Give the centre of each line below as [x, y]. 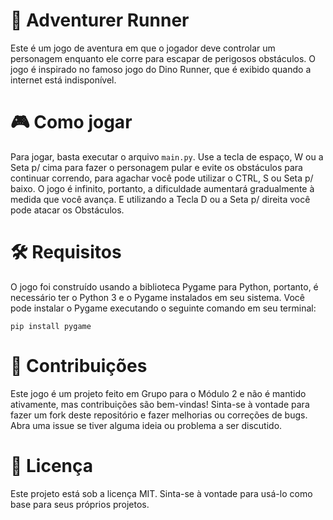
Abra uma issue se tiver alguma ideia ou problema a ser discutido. [146, 425]
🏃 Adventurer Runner [100, 20]
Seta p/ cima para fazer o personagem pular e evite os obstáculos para [156, 167]
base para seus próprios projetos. [80, 504]
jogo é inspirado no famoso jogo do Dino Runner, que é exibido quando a [161, 69]
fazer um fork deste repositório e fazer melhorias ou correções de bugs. [159, 415]
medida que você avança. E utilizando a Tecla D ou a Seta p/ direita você [160, 199]
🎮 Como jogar [71, 122]
